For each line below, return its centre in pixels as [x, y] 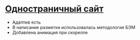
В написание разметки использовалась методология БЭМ [74, 27]
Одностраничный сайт [55, 9]
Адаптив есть [26, 22]
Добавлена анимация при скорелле [50, 32]
